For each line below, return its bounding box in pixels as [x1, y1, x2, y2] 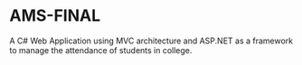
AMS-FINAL [9, 5, 101, 26]
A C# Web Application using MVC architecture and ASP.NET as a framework [9, 35, 294, 46]
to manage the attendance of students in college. [9, 44, 193, 55]
